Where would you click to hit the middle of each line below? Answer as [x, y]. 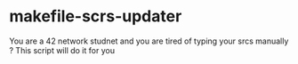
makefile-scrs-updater [96, 16]
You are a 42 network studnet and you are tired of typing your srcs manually [149, 41]
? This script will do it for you [62, 50]
